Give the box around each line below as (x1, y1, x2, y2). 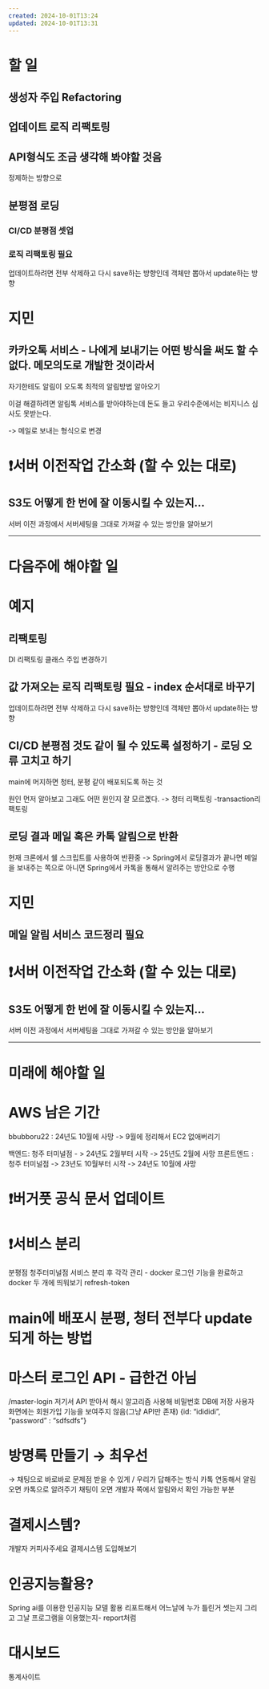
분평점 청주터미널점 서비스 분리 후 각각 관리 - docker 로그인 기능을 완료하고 (8, 1268, 244, 1277)
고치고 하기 (20, 754, 72, 767)
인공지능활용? (8, 1575, 94, 1593)
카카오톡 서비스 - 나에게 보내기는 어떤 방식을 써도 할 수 (8, 344, 259, 357)
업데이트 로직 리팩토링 (8, 120, 110, 134)
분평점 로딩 (8, 198, 60, 213)
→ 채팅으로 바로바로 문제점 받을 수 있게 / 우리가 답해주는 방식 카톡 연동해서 (8, 1475, 242, 1484)
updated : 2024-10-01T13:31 (8, 19, 98, 27)
